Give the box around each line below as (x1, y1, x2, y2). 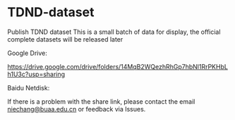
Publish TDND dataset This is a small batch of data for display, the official (7, 28, 221, 36)
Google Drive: (7, 49, 48, 57)
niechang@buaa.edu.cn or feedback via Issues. (7, 104, 146, 113)
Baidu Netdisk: (7, 83, 50, 92)
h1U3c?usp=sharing (7, 70, 66, 78)
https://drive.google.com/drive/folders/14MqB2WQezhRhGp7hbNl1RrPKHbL (7, 62, 228, 71)
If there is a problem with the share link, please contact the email (7, 97, 195, 106)
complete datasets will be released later (7, 35, 123, 43)
